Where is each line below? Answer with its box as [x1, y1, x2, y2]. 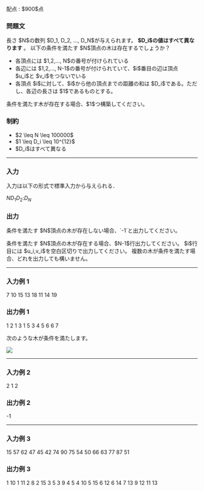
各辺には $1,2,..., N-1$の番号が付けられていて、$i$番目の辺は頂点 [15, 65, 178, 72]
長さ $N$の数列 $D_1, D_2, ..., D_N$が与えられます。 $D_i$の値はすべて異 [6, 37, 189, 44]
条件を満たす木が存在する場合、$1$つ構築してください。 [6, 101, 148, 108]
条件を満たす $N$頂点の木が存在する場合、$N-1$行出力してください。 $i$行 [6, 239, 198, 247]
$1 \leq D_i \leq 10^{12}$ [15, 138, 75, 145]
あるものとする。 [73, 87, 117, 95]
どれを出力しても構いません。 [16, 255, 91, 262]
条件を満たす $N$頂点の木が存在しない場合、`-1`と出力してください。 [6, 227, 181, 234]
